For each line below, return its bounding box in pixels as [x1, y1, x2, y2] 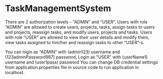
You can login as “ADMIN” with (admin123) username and [5, 49, 120, 55]
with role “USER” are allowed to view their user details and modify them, [5, 34, 150, 40]
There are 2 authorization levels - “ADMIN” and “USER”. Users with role [5, 19, 147, 25]
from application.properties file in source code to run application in [5, 64, 139, 70]
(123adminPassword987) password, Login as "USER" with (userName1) [5, 54, 148, 60]
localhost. [5, 69, 25, 75]
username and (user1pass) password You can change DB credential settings [5, 59, 158, 65]
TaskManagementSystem [5, 3, 111, 14]
